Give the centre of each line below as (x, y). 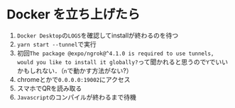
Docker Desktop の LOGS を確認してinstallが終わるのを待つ (98, 35)
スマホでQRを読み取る (49, 88)
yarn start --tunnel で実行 (56, 44)
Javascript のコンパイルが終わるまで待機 (76, 97)
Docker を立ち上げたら (73, 14)
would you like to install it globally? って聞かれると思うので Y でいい (122, 61)
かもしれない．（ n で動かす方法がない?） (75, 71)
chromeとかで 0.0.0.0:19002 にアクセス (73, 79)
